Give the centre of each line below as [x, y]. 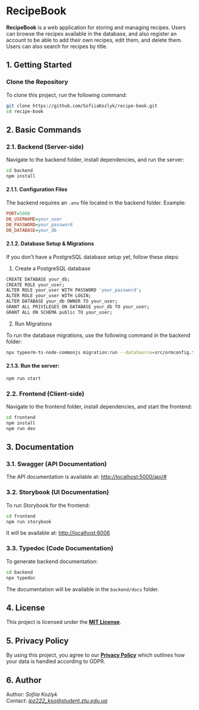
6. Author [24, 680]
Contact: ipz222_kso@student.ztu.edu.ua [57, 700]
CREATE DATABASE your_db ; [38, 279]
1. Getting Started [39, 65]
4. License [26, 608]
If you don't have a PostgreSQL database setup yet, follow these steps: [93, 257]
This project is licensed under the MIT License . [64, 622]
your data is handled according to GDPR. [56, 661]
